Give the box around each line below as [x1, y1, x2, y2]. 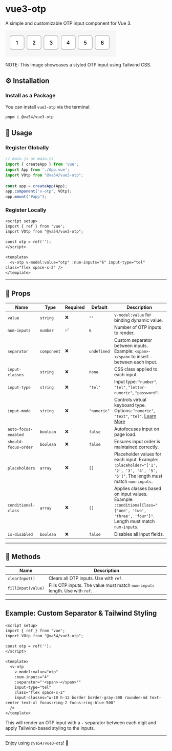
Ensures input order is [114, 438, 160, 444]
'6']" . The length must [114, 473, 163, 479]
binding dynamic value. [114, 317, 163, 323]
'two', [132, 508, 147, 514]
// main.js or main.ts [5, 156, 54, 162]
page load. [114, 431, 137, 438]
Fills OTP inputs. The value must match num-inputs [48, 582, 155, 588]
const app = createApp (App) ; [5, 183, 68, 188]
